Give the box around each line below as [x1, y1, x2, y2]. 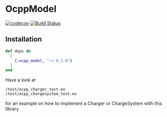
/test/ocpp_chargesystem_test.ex [5, 91, 77, 96]
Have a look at [5, 77, 36, 83]
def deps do [5, 48, 31, 54]
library [5, 106, 19, 112]
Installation [5, 35, 42, 44]
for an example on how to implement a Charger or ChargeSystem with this [5, 101, 162, 107]
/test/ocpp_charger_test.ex [5, 87, 66, 92]
